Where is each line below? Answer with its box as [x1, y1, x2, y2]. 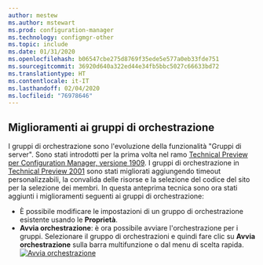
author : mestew [8, 11, 58, 20]
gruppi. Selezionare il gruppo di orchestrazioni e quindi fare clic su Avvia [19, 232, 256, 241]
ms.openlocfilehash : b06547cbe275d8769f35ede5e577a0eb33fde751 [8, 56, 220, 64]
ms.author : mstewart [8, 19, 76, 27]
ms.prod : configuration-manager [8, 26, 114, 34]
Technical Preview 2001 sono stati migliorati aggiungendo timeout [8, 166, 221, 176]
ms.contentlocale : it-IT [8, 77, 89, 85]
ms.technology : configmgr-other [8, 33, 114, 42]
